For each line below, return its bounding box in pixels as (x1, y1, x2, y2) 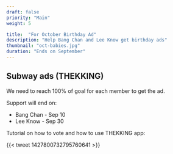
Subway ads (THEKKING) (6, 71, 104, 81)
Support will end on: (6, 99, 57, 106)
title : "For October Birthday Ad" (6, 31, 97, 37)
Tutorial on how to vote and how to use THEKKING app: (6, 129, 146, 136)
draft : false (6, 9, 40, 15)
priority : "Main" (6, 15, 51, 21)
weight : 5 (6, 20, 32, 26)
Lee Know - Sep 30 (15, 117, 64, 125)
